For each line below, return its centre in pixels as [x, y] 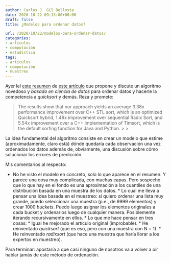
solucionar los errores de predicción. [44, 155]
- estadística [20, 52]
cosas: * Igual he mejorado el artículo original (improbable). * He [80, 223]
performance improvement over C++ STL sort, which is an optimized [90, 112]
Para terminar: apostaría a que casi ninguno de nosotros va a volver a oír [82, 249]
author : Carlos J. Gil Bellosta [40, 10]
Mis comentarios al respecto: [36, 164]
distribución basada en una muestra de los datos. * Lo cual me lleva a [86, 191]
